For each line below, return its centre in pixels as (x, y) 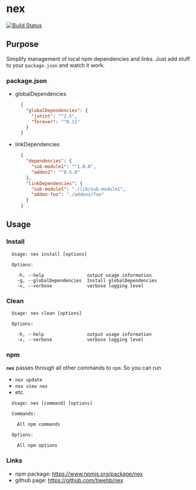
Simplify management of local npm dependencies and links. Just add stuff (98, 58)
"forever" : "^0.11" (55, 122)
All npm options (38, 445)
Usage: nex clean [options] (47, 314)
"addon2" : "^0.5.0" (55, 172)
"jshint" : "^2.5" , (54, 116)
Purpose (23, 44)
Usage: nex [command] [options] (52, 403)
